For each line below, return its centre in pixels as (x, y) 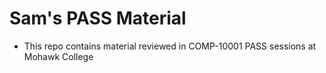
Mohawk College (58, 56)
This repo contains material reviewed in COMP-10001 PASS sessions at (170, 46)
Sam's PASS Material (98, 18)
